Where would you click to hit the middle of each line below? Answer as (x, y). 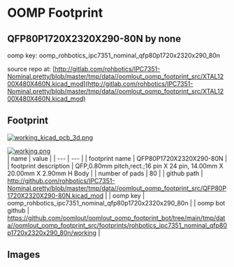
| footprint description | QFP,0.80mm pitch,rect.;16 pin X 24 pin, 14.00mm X (115, 166)
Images (24, 255)
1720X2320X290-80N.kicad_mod (55, 195)
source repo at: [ (31, 69)
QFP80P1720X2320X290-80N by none (94, 39)
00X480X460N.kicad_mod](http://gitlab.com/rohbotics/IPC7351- (100, 84)
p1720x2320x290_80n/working (52, 233)
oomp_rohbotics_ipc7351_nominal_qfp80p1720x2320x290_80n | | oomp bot (116, 203)
